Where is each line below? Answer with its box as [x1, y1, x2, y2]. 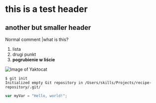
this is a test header [5, 3, 88, 15]
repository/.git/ [5, 85, 41, 90]
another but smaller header [5, 23, 91, 32]
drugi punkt [12, 51, 36, 57]
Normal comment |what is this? [5, 36, 69, 42]
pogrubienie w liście [12, 57, 55, 63]
